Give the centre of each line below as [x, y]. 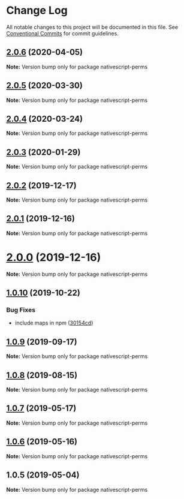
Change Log [37, 10]
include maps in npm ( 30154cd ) [54, 323]
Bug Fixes [21, 310]
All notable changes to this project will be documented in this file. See [92, 27]
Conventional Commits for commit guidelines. [62, 33]
